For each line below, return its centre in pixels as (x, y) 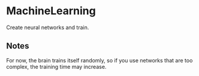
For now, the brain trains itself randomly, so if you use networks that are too (99, 60)
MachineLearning (51, 11)
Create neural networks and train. (48, 27)
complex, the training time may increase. (56, 66)
